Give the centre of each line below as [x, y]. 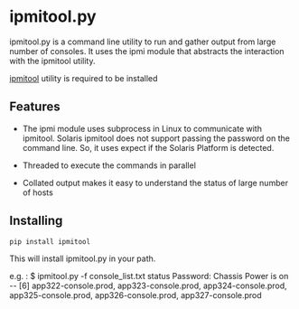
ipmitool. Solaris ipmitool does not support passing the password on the [156, 138]
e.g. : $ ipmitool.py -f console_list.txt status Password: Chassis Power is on [149, 276]
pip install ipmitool [50, 241]
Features [35, 107]
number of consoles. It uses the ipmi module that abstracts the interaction [147, 51]
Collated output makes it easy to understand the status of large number [155, 183]
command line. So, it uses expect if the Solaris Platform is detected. [148, 147]
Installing [36, 221]
